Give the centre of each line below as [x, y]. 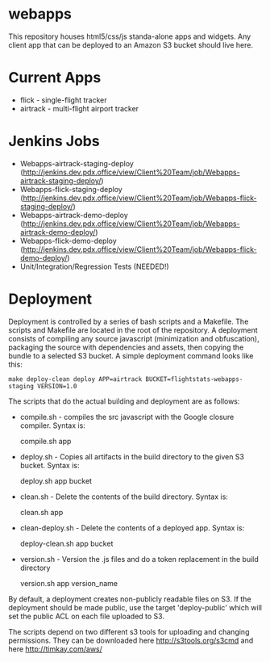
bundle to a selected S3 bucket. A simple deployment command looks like [131, 355]
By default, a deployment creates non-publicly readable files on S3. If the [130, 599]
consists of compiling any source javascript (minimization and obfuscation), [134, 338]
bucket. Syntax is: [50, 465]
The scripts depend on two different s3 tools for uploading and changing [129, 631]
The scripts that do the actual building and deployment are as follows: [124, 401]
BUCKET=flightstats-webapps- [194, 379]
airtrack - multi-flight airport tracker [79, 108]
